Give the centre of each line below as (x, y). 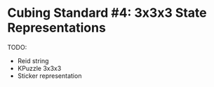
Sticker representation (49, 76)
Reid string (33, 60)
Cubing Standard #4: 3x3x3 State (107, 13)
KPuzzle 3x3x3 (39, 68)
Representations (57, 28)
